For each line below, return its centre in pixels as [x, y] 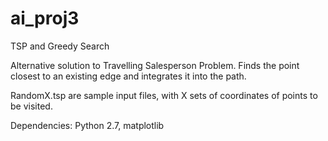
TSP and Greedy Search [60, 46]
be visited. [31, 106]
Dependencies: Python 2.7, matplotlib [87, 125]
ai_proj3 [45, 18]
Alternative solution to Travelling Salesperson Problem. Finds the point [155, 65]
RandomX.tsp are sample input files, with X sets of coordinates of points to [164, 95]
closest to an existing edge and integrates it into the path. [128, 76]
